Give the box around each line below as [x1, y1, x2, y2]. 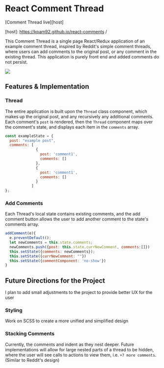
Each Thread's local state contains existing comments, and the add [5, 211, 141, 217]
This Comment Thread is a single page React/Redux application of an [5, 38, 145, 44]
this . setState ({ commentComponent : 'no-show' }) [9, 258, 106, 263]
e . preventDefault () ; [9, 236, 51, 240]
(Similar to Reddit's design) [5, 357, 60, 363]
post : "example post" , [9, 138, 56, 143]
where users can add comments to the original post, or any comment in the [5, 49, 157, 54]
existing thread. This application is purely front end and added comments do [5, 53, 159, 59]
